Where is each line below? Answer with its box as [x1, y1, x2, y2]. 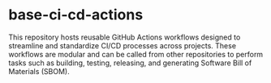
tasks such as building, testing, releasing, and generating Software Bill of [8, 58, 252, 68]
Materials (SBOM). [8, 66, 71, 76]
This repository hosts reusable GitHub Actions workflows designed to [8, 32, 241, 42]
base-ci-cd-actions [8, 6, 144, 24]
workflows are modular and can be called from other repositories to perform [8, 49, 264, 59]
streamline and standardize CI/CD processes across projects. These [8, 40, 237, 50]
